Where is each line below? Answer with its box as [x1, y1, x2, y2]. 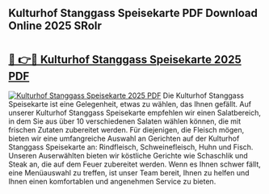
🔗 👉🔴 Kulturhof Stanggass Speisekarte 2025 [8, 53, 242, 66]
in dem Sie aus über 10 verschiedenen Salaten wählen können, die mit [8, 116, 242, 126]
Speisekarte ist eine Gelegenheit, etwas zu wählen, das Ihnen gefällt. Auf [8, 99, 252, 108]
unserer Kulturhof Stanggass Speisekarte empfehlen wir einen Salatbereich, [8, 108, 261, 117]
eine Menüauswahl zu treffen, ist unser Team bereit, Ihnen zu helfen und [8, 168, 250, 177]
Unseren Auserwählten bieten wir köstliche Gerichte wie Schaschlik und [8, 151, 248, 160]
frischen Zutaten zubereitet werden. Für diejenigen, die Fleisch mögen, [8, 125, 245, 134]
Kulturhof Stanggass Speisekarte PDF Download [8, 6, 258, 20]
